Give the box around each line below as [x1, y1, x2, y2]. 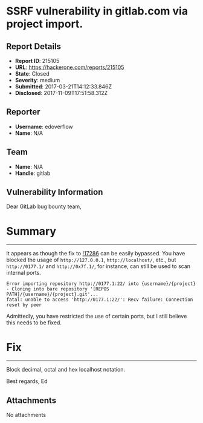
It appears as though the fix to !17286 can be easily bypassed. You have [6, 250, 185, 257]
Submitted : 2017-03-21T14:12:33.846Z [14, 83, 112, 90]
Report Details [6, 41, 62, 51]
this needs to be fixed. [6, 319, 62, 326]
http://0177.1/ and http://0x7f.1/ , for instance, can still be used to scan [6, 263, 191, 270]
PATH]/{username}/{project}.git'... [6, 292, 98, 298]
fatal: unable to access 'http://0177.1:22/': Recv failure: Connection [6, 297, 193, 303]
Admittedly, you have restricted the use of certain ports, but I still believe [6, 313, 187, 320]
